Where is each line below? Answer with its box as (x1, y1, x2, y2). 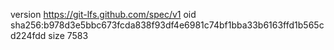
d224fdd (10, 30, 47, 41)
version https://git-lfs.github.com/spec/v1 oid (10, 9, 197, 20)
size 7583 (48, 30, 89, 41)
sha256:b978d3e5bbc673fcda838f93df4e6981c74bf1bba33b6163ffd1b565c (10, 19, 325, 31)
